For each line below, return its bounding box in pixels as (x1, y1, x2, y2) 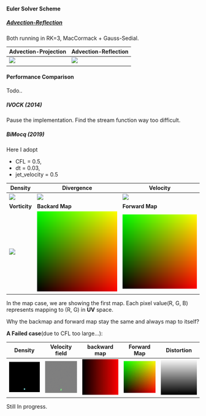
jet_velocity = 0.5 (15, 170, 58, 178)
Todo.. (6, 87, 23, 94)
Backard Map (36, 202, 72, 210)
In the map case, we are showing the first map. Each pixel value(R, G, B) (6, 299, 188, 306)
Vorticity (9, 202, 32, 210)
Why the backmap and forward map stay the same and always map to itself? (6, 317, 200, 325)
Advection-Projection (9, 48, 66, 55)
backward (87, 343, 113, 350)
